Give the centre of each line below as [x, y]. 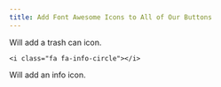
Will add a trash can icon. [55, 42]
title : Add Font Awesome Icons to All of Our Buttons [111, 17]
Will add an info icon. [47, 75]
